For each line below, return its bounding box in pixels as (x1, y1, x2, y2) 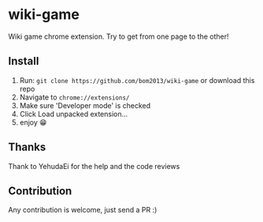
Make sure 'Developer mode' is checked (19, 100, 151, 110)
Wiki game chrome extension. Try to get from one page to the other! (8, 32, 229, 41)
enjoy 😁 (19, 117, 47, 127)
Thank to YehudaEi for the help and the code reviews (8, 161, 180, 171)
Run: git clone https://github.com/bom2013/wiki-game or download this (19, 75, 255, 85)
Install (8, 55, 39, 68)
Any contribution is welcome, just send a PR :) (8, 205, 157, 215)
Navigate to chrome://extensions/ (19, 92, 130, 102)
